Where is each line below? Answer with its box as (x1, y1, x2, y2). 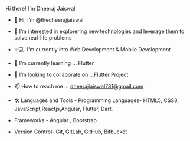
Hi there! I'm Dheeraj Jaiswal (5, 5, 76, 12)
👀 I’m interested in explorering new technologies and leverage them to (14, 28, 185, 35)
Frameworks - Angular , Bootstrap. (14, 117, 99, 123)
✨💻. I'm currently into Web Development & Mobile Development (14, 46, 171, 53)
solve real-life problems (14, 34, 72, 41)
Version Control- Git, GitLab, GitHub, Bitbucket (14, 128, 127, 135)
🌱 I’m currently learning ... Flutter (14, 60, 94, 67)
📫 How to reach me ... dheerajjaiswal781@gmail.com (14, 83, 144, 90)
